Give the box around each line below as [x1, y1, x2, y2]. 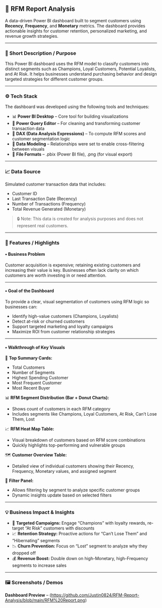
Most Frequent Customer [12, 380, 62, 386]
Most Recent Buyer [12, 385, 51, 391]
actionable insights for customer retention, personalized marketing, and [5, 28, 147, 34]
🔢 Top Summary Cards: [5, 355, 53, 361]
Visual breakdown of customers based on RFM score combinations [12, 437, 146, 443]
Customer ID [12, 190, 38, 196]
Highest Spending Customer [12, 375, 68, 381]
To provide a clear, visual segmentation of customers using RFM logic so [5, 299, 149, 305]
